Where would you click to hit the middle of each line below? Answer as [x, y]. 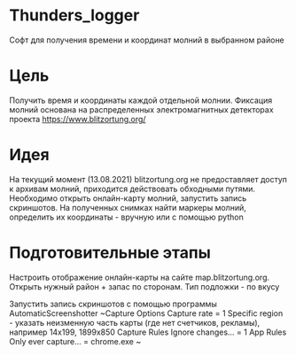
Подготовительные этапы [110, 252]
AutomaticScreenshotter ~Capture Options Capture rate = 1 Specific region [146, 313]
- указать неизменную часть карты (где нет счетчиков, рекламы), [135, 322]
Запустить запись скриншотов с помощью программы [113, 304]
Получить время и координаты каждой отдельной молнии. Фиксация [141, 100]
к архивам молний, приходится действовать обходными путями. [132, 189]
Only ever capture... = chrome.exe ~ [75, 341]
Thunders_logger [74, 15]
